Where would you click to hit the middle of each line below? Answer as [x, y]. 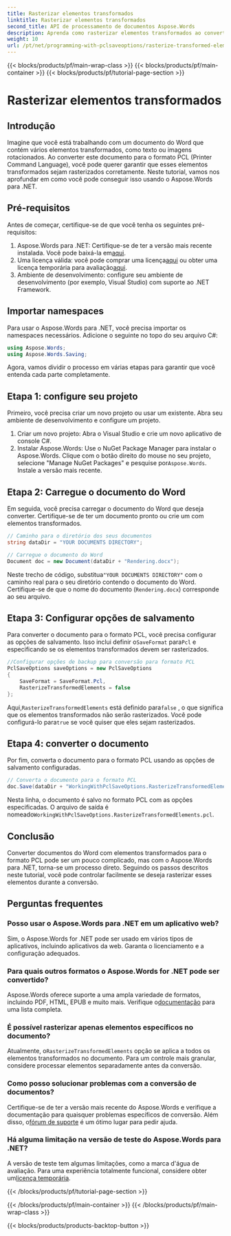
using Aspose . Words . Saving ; [47, 354]
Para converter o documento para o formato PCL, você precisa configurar [112, 635]
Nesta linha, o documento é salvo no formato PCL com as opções [100, 800]
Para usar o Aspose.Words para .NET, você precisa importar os [97, 328]
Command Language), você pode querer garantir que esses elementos [108, 164]
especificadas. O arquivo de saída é [58, 807]
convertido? [28, 979]
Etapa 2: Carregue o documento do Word [96, 492]
